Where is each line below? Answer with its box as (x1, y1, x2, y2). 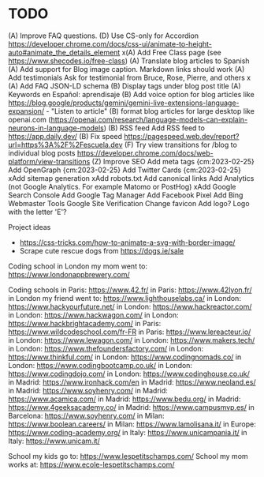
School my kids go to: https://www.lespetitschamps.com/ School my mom (8, 451, 248, 460)
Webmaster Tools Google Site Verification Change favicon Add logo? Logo (8, 198, 250, 208)
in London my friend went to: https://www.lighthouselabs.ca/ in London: (8, 293, 242, 302)
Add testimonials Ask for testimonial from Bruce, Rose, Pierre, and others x (8, 73, 251, 82)
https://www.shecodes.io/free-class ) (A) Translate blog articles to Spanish (8, 56, 250, 66)
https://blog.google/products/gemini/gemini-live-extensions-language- (8, 98, 240, 107)
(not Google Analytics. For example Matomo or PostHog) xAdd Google (8, 182, 236, 191)
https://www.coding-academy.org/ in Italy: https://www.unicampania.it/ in (8, 427, 247, 437)
